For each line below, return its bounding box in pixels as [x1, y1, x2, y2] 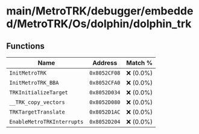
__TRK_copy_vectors [9, 99, 65, 106]
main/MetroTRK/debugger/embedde [6, 4, 194, 18]
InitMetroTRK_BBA [9, 79, 59, 86]
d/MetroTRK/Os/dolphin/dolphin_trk [6, 17, 192, 31]
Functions [6, 41, 45, 51]
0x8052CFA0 [89, 79, 121, 86]
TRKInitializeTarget [9, 89, 68, 96]
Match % [126, 59, 153, 67]
